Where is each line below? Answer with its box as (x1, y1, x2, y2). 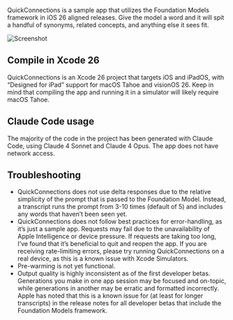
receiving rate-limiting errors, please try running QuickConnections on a (17, 247, 225, 256)
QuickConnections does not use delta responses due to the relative (17, 188, 211, 196)
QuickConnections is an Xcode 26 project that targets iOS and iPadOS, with (7, 73, 225, 81)
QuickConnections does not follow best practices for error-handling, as (17, 217, 223, 226)
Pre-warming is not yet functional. (17, 262, 116, 270)
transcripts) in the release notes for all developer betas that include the (17, 299, 222, 307)
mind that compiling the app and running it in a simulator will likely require (7, 87, 219, 96)
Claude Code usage (7, 115, 95, 128)
